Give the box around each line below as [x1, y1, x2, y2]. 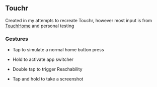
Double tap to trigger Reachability [12, 66, 83, 72]
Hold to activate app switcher [12, 56, 74, 62]
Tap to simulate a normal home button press [12, 47, 104, 53]
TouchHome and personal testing [5, 23, 74, 29]
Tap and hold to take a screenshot [12, 76, 84, 82]
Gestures [5, 35, 29, 42]
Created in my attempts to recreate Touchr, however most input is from [5, 17, 152, 23]
